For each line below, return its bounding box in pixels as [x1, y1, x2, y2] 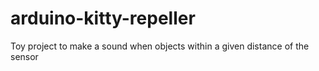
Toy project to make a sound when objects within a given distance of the [10, 40, 310, 52]
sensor [10, 50, 39, 62]
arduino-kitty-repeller [10, 7, 196, 30]
